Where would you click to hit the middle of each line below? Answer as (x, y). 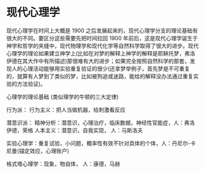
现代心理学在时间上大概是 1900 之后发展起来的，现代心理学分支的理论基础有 (102, 30)
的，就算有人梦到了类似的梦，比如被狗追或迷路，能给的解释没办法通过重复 (100, 76)
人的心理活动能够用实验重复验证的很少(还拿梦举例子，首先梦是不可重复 (101, 68)
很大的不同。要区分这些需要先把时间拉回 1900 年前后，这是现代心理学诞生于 (102, 38)
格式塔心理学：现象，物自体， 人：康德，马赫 (63, 164)
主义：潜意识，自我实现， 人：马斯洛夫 (94, 130)
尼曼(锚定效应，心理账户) (38, 150)
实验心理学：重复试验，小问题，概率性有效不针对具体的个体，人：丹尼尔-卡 (101, 143)
